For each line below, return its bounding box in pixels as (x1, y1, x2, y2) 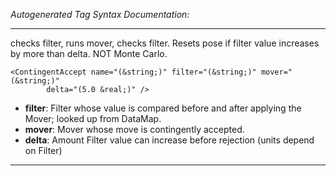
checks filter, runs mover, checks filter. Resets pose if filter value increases (10, 37, 320, 49)
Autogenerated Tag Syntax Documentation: (10, 9, 190, 20)
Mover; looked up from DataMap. (24, 113, 162, 124)
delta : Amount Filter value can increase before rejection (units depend (24, 134, 315, 146)
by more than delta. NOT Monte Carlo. (10, 48, 168, 59)
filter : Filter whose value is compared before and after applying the (24, 102, 302, 114)
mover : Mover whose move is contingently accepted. (24, 124, 245, 135)
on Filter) (24, 145, 63, 156)
